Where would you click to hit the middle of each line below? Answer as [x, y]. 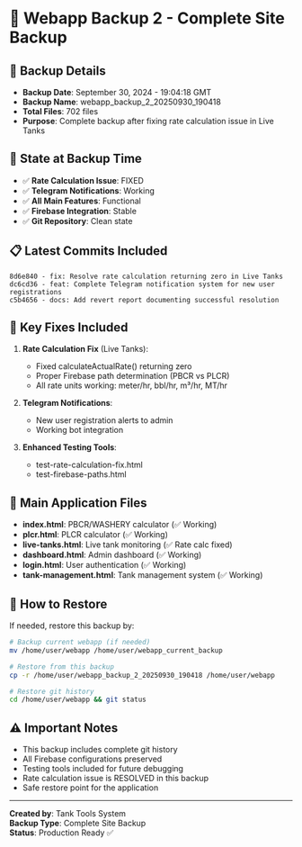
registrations [36, 292]
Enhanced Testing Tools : [69, 447]
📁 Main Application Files [78, 503]
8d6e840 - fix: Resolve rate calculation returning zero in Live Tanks [146, 276]
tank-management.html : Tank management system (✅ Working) [142, 575]
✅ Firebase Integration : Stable [80, 211]
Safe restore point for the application [90, 788]
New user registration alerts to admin [104, 420]
